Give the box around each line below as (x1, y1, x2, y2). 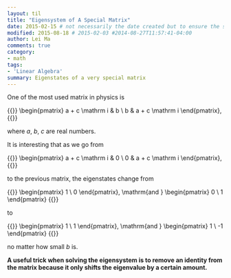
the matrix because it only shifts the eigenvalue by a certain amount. (7, 264, 208, 272)
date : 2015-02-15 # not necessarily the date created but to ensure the (7, 23, 220, 30)
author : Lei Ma (7, 36, 51, 43)
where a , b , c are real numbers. (7, 127, 96, 135)
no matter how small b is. (7, 243, 78, 251)
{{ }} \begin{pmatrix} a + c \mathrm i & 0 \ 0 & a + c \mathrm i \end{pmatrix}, (7, 154, 222, 162)
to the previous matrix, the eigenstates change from (7, 175, 154, 183)
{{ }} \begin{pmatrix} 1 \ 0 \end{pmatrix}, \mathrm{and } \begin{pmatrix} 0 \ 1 (7, 188, 223, 197)
